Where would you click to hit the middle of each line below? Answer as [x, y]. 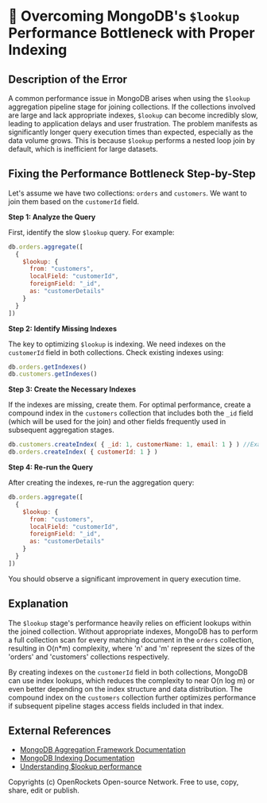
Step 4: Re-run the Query [51, 467]
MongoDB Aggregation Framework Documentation [103, 750]
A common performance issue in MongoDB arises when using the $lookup [129, 98]
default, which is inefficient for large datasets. [83, 149]
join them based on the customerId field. [74, 201]
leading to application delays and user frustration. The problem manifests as [133, 124]
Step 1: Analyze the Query [52, 217]
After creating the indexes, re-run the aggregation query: [101, 483]
